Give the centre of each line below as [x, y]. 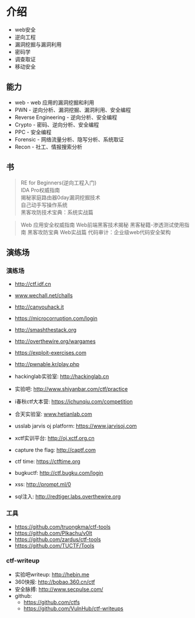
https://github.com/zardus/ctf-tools [58, 539]
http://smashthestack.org [45, 330]
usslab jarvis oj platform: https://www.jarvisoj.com [76, 426]
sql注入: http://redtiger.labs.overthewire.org [68, 497]
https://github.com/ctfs [52, 602]
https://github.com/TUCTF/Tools [54, 545]
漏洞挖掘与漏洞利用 [38, 44]
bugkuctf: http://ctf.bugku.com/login [59, 473]
